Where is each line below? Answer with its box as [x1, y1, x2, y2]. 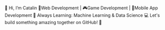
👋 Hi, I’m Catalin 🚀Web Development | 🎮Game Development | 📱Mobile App [4, 5, 158, 11]
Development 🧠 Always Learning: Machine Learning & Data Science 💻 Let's [4, 12, 160, 18]
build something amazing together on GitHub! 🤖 [4, 20, 102, 25]
